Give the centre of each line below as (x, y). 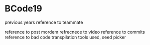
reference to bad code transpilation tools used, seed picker (66, 37)
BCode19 (24, 9)
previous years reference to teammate (44, 22)
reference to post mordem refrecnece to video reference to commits (75, 32)
